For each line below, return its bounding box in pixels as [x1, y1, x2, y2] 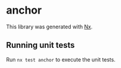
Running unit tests [6, 40, 75, 50]
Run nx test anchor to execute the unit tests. [6, 56, 116, 63]
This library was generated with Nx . [6, 23, 93, 30]
